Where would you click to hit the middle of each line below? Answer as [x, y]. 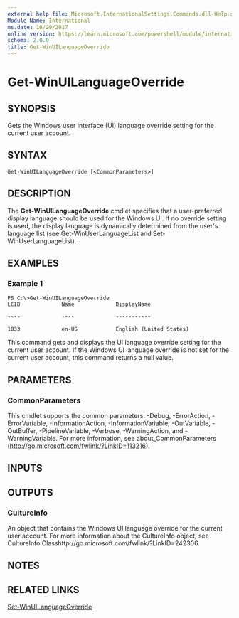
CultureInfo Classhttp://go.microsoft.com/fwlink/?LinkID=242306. [104, 543]
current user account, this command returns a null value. [91, 358]
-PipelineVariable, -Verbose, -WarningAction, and [111, 431]
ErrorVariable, [28, 423]
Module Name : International [49, 21]
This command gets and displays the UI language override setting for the [115, 343]
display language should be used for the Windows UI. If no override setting [117, 218]
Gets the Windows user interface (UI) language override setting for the [111, 126]
